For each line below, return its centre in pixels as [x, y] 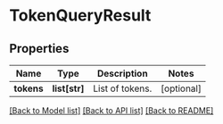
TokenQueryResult [80, 16]
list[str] [68, 88]
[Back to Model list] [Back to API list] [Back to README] [111, 111]
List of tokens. [123, 88]
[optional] [181, 88]
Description [123, 74]
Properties [39, 49]
